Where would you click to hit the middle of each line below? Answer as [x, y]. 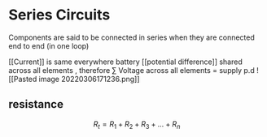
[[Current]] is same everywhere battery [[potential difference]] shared [125, 62]
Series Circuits [59, 15]
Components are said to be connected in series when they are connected [131, 37]
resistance [36, 104]
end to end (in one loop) [49, 45]
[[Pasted [23, 79]
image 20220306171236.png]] [89, 79]
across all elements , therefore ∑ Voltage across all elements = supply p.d [131, 70]
